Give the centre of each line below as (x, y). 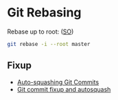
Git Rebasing (44, 13)
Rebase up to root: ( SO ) (40, 32)
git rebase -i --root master (49, 44)
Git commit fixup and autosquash (64, 89)
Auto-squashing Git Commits (58, 82)
